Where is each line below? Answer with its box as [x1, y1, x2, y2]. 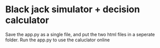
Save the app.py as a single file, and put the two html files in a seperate [5, 31, 155, 37]
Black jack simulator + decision [5, 4, 140, 15]
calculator [5, 14, 49, 26]
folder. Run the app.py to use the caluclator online [5, 37, 110, 43]
